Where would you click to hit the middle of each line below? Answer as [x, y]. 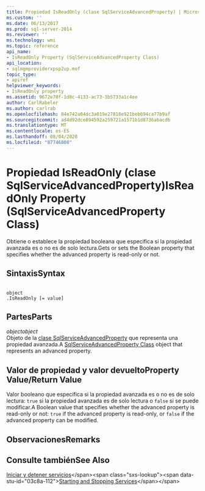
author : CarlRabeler [33, 102]
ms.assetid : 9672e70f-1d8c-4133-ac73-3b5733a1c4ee [72, 97]
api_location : [24, 63]
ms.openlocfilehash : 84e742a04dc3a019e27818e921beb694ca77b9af [88, 114]
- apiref [17, 80]
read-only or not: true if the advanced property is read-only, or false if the [100, 414]
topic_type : [21, 74]
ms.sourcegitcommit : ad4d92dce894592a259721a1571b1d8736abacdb [88, 120]
